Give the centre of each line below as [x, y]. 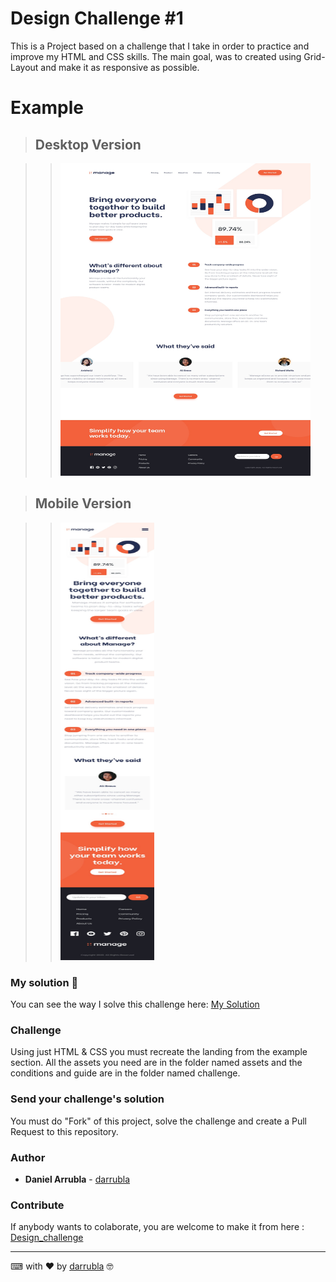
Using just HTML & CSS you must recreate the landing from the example [159, 1052]
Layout [24, 67]
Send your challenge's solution [87, 1099]
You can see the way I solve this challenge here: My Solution [135, 1004]
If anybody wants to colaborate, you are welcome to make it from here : [157, 1227]
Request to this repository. [64, 1131]
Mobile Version [83, 503]
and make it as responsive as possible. [120, 67]
